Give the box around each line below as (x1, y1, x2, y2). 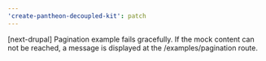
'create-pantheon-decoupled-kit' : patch (7, 11, 147, 20)
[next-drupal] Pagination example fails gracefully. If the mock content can (7, 34, 255, 44)
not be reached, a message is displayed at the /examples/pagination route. (7, 42, 258, 53)
